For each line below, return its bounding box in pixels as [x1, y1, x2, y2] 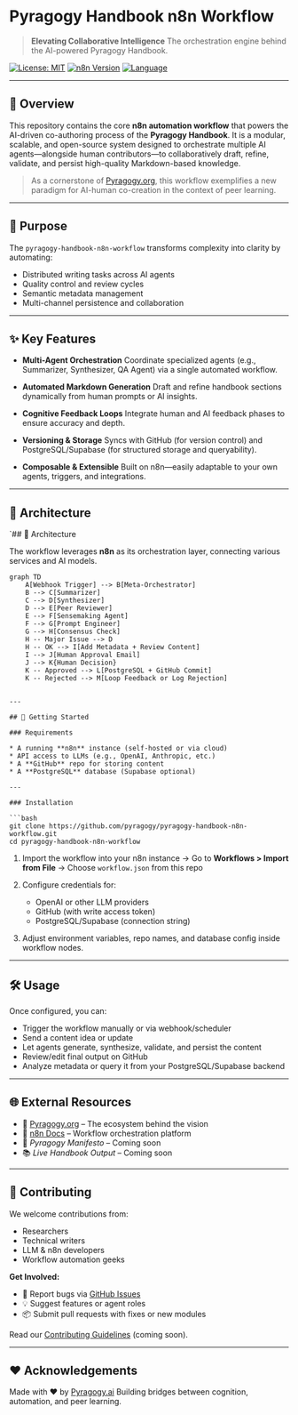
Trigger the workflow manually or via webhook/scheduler [21, 1023, 232, 1033]
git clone [9, 822, 46, 831]
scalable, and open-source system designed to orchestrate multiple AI [9, 139, 266, 149]
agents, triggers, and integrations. [21, 471, 146, 482]
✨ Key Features [9, 331, 96, 346]
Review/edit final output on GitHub [21, 1051, 148, 1062]
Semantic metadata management [21, 287, 144, 299]
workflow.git [9, 830, 58, 839]
